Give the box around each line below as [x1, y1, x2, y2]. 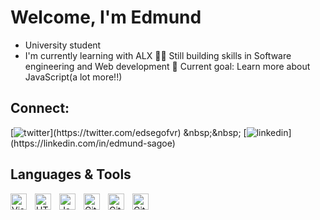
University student [24, 39, 102, 51]
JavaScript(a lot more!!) [24, 71, 123, 83]
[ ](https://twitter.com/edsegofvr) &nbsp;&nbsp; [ [10, 126, 247, 138]
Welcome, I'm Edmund [10, 6, 202, 29]
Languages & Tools [10, 166, 132, 183]
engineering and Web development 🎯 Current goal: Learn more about [24, 60, 311, 72]
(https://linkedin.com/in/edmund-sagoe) [10, 137, 176, 149]
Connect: [10, 100, 70, 117]
